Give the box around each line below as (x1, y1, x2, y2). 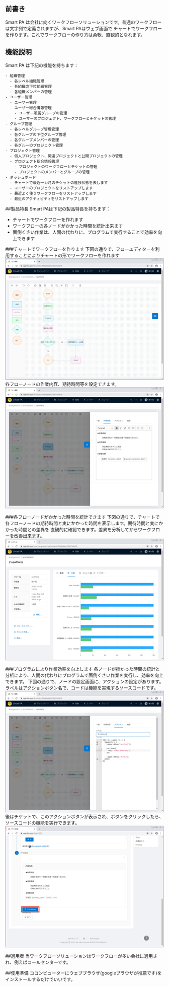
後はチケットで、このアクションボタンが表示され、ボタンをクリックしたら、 (5, 814, 163, 820)
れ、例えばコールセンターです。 (5, 959, 71, 965)
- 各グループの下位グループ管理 (10, 132, 66, 137)
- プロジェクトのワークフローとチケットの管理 (14, 164, 98, 169)
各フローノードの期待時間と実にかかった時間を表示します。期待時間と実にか (5, 520, 163, 526)
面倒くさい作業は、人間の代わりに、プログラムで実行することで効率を (12, 229, 158, 235)
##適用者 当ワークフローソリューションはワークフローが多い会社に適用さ (5, 953, 157, 959)
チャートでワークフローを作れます (12, 216, 83, 223)
